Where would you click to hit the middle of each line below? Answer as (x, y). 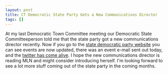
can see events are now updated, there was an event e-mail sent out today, (84, 50)
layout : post (19, 10)
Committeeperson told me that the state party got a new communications (82, 39)
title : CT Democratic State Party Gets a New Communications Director (81, 15)
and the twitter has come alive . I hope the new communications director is (82, 55)
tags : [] (14, 19)
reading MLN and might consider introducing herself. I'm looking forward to (84, 61)
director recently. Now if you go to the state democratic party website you (82, 45)
